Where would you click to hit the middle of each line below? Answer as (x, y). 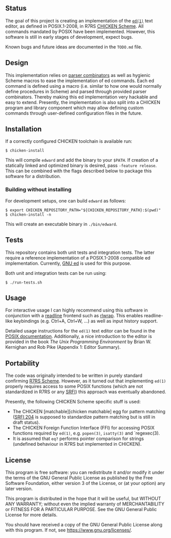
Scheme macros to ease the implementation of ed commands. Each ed (80, 81)
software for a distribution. (33, 176)
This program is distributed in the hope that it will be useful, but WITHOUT (83, 498)
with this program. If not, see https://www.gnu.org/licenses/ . (69, 530)
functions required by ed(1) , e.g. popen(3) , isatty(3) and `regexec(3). (86, 433)
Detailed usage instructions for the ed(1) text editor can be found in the (80, 331)
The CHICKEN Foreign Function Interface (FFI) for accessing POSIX (83, 428)
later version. (19, 489)
